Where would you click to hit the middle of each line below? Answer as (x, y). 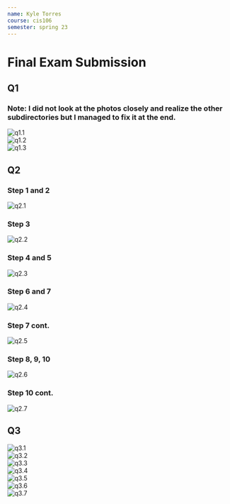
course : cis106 (30, 21)
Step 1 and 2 (29, 190)
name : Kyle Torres (34, 14)
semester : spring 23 (38, 27)
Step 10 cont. (30, 393)
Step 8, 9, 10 (29, 359)
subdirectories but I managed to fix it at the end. (92, 117)
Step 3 (19, 224)
